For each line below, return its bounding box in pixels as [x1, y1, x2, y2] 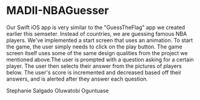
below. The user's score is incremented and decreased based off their [6, 68, 182, 76]
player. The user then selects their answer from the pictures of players [6, 62, 182, 70]
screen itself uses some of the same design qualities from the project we [6, 49, 188, 56]
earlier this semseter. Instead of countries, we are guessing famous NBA [6, 30, 187, 37]
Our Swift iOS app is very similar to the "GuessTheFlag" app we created [6, 24, 185, 31]
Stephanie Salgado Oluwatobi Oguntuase [6, 87, 109, 94]
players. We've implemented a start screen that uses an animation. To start [6, 36, 193, 44]
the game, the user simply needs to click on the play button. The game [6, 43, 183, 50]
